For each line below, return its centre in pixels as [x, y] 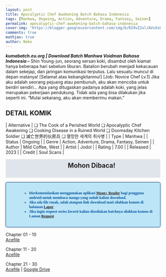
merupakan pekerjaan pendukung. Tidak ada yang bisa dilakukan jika [76, 92]
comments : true [21, 33]
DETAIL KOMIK [29, 113]
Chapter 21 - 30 [21, 264]
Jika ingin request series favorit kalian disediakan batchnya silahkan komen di [91, 211]
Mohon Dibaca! [92, 165]
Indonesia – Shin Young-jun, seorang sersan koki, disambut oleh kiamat [78, 61]
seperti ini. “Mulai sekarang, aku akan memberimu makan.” [65, 98]
